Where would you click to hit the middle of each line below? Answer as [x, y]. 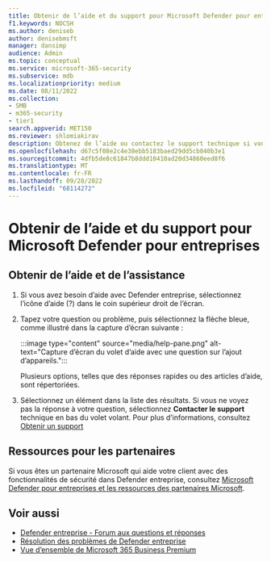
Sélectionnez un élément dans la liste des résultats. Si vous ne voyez [134, 400]
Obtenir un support [52, 426]
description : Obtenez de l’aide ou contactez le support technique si [129, 143]
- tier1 [21, 121]
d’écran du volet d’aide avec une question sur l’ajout [156, 351]
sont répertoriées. [50, 384]
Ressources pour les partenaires [92, 452]
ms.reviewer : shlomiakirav [54, 136]
